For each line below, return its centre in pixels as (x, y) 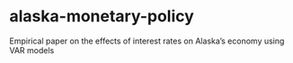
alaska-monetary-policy (102, 16)
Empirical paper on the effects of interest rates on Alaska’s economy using (147, 41)
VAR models (32, 50)
